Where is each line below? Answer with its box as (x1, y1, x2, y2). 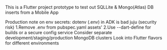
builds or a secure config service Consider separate (5, 30, 112, 35)
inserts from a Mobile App (5, 9, 59, 15)
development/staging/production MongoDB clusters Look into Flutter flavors (5, 35, 162, 41)
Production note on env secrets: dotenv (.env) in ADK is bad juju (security (5, 19, 157, 25)
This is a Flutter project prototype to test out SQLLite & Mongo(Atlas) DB (5, 4, 154, 10)
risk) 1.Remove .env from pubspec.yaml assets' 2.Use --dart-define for (5, 24, 151, 30)
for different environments (5, 40, 59, 46)
